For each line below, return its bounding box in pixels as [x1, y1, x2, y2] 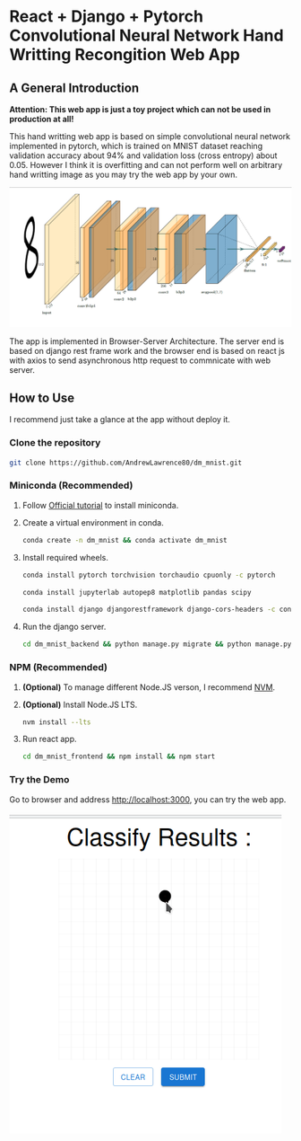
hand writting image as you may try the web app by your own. [9, 169, 237, 180]
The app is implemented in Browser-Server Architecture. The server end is [9, 335, 285, 347]
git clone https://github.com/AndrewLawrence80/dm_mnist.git [9, 458, 243, 467]
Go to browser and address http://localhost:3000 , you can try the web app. [9, 793, 287, 805]
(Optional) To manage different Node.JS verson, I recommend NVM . [21, 681, 276, 693]
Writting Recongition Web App [9, 45, 240, 65]
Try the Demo [9, 774, 70, 786]
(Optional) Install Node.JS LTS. [21, 699, 138, 710]
